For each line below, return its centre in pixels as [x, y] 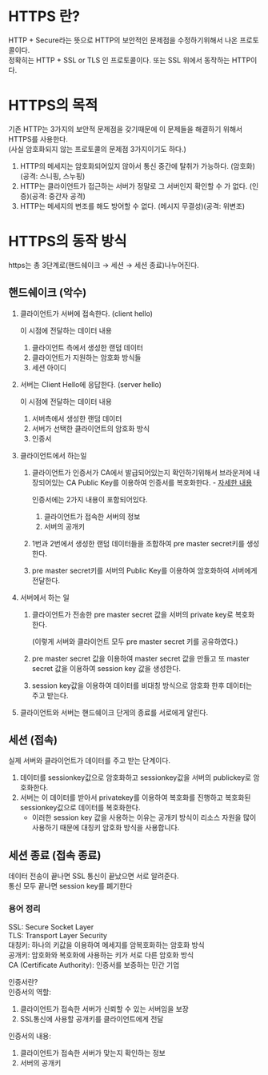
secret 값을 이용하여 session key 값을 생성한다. [106, 668]
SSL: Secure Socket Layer [51, 927]
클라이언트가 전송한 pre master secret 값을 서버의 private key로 [132, 614]
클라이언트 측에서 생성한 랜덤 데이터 [88, 347]
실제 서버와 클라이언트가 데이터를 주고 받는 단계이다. [89, 761]
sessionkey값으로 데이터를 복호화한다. [80, 808]
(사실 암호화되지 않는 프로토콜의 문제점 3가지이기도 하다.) [97, 149]
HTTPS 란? [44, 16]
